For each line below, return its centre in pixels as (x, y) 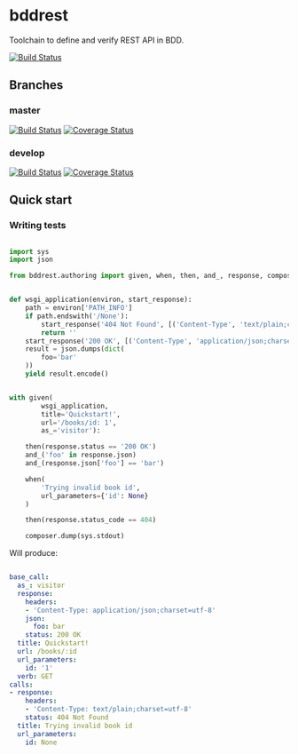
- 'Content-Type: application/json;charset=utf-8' (121, 610)
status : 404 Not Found (67, 718)
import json (31, 260)
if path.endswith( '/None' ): (77, 316)
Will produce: (33, 553)
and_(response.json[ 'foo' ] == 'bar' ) (95, 464)
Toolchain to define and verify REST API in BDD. (97, 40)
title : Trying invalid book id (75, 726)
